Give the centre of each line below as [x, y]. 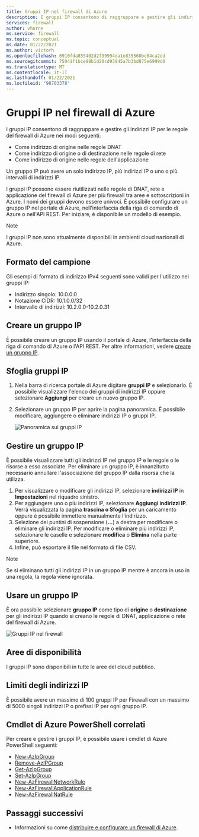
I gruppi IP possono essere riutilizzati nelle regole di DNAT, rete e [85, 189]
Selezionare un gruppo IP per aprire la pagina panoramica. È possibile [100, 410]
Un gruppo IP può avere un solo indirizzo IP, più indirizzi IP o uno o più [92, 171]
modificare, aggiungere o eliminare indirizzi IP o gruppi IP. [85, 416]
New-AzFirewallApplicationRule [53, 788]
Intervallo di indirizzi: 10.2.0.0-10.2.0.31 [62, 307]
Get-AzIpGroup [33, 769]
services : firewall [30, 23]
